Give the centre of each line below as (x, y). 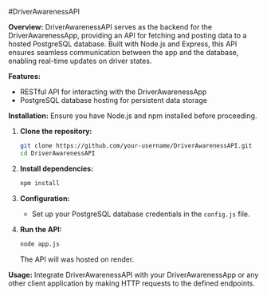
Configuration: (45, 198)
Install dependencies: (57, 168)
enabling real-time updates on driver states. (80, 61)
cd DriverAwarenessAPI (57, 153)
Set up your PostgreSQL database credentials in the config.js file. (141, 214)
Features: (25, 76)
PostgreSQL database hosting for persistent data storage (113, 100)
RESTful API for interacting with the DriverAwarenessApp (113, 92)
